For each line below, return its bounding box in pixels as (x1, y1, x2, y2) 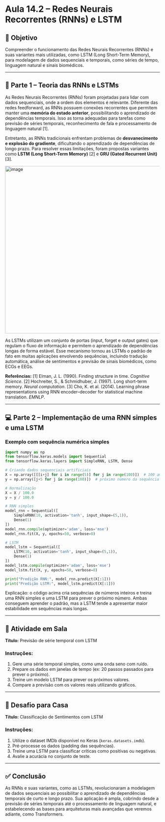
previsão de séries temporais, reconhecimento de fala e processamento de (5, 120, 157, 126)
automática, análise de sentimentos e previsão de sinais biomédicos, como (5, 358, 157, 364)
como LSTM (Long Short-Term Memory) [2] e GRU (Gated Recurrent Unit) (5, 151, 158, 157)
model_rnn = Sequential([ (5, 508, 58, 513)
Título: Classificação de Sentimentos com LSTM (5, 714, 103, 720)
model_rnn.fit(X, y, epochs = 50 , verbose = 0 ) (5, 531, 96, 536)
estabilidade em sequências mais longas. (5, 606, 88, 612)
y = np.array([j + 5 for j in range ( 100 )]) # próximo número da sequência (5, 477, 160, 482)
